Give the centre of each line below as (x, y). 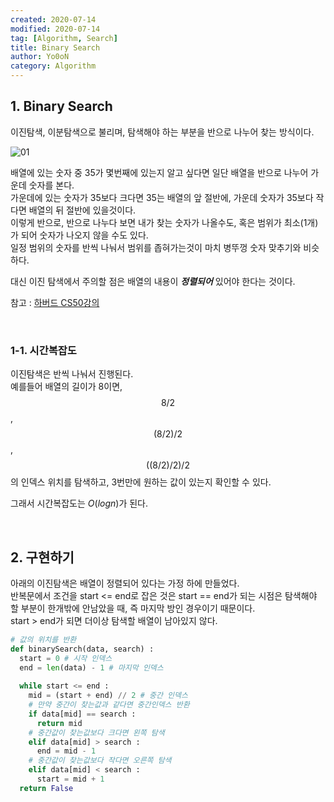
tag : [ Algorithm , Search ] (64, 38)
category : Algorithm (53, 66)
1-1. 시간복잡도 (43, 350)
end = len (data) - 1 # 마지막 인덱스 (91, 667)
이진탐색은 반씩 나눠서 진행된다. (72, 374)
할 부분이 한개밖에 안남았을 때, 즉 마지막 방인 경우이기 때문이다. (133, 608)
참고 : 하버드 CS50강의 (55, 302)
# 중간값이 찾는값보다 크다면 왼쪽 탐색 (96, 732)
